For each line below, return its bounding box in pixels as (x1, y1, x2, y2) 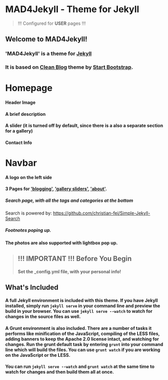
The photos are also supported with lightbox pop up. (5, 240, 118, 246)
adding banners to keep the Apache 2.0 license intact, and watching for (5, 335, 159, 342)
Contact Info (5, 139, 32, 145)
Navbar (5, 157, 37, 168)
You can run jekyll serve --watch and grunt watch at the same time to (5, 363, 155, 370)
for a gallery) (5, 128, 33, 134)
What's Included (5, 283, 59, 292)
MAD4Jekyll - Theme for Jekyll (5, 4, 140, 15)
